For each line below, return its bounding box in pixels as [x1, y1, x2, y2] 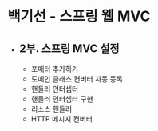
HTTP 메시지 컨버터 [30, 114, 93, 124]
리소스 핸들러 [30, 105, 73, 113]
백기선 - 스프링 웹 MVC [7, 7, 151, 26]
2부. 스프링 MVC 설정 [18, 42, 120, 55]
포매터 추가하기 [30, 65, 79, 73]
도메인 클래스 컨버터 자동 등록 [30, 74, 123, 84]
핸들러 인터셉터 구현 [30, 94, 93, 104]
